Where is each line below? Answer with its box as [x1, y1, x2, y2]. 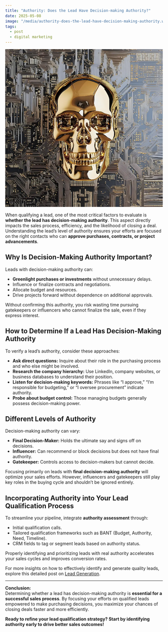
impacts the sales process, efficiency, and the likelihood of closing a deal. [5, 223, 157, 228]
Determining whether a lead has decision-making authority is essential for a [5, 590, 162, 596]
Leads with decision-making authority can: [5, 266, 93, 272]
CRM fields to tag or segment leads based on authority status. [12, 541, 141, 547]
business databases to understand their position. [12, 374, 113, 380]
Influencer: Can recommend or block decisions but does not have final [12, 448, 159, 454]
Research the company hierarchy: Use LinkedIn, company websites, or [12, 368, 161, 374]
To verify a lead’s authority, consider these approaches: [5, 348, 120, 354]
